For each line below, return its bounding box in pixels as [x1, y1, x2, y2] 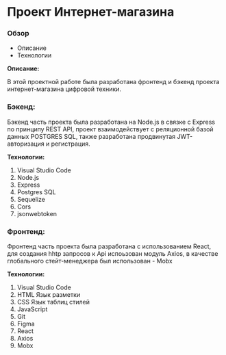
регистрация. [51, 140, 90, 148]
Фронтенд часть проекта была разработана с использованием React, [7, 242, 212, 250]
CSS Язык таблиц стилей [16, 298, 90, 306]
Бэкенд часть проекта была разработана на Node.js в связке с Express [7, 118, 216, 126]
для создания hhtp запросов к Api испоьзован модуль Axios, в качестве [7, 250, 218, 258]
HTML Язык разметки [16, 291, 81, 299]
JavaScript [16, 305, 48, 313]
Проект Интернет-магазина [7, 4, 175, 20]
